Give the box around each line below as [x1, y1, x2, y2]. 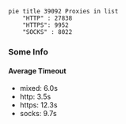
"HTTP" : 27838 [22, 14, 73, 22]
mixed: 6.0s [19, 84, 58, 93]
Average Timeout [8, 66, 67, 75]
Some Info [8, 46, 49, 57]
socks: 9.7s [19, 109, 57, 118]
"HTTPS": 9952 [22, 21, 69, 29]
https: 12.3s [19, 100, 58, 110]
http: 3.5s [19, 92, 52, 102]
